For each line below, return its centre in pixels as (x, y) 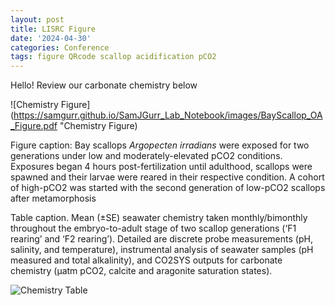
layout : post (37, 19)
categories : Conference (60, 47)
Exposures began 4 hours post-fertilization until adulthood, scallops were (161, 167)
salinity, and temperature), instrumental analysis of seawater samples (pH (162, 250)
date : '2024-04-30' (51, 38)
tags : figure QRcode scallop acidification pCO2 (113, 57)
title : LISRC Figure (53, 29)
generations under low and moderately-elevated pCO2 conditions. (146, 156)
